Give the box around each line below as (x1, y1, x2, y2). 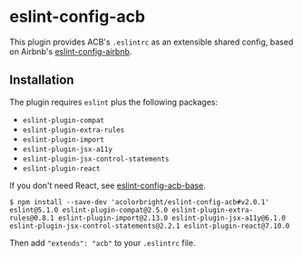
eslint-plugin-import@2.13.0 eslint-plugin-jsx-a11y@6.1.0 (57, 213, 286, 222)
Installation (9, 73, 74, 88)
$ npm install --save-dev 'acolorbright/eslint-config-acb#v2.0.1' (9, 197, 270, 206)
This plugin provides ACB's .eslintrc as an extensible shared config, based (9, 36, 294, 47)
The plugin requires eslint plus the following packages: (9, 96, 219, 107)
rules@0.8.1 (9, 213, 54, 222)
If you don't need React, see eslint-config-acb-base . (9, 180, 206, 191)
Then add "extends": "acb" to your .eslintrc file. (9, 237, 196, 248)
